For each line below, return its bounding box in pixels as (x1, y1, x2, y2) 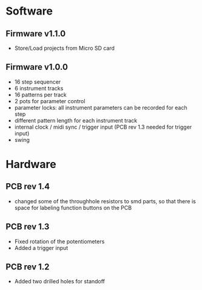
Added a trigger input (14, 244, 69, 251)
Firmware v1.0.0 (5, 62, 68, 72)
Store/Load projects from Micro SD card (14, 44, 115, 52)
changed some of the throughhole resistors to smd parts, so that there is (14, 197, 197, 204)
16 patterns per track (14, 91, 67, 98)
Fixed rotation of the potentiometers (14, 238, 105, 245)
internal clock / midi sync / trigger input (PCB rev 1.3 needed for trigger (14, 123, 192, 130)
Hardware (5, 158, 56, 171)
